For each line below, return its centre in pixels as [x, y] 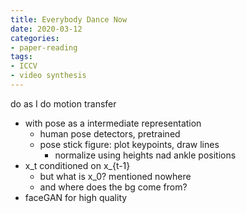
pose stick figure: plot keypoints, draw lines [129, 144]
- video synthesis [48, 76]
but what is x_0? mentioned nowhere [115, 176]
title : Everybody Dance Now [69, 19]
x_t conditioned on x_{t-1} [77, 165]
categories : [35, 38]
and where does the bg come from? [113, 187]
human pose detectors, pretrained [110, 133]
